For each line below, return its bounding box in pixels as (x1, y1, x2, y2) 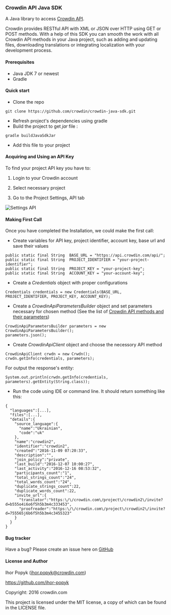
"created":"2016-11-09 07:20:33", (14, 448, 88, 454)
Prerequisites (5, 59, 35, 65)
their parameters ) (12, 314, 50, 320)
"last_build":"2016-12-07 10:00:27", (14, 462, 95, 467)
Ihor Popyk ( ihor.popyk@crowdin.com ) (5, 569, 87, 576)
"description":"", (14, 453, 54, 458)
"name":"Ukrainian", (18, 426, 63, 431)
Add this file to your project (12, 142, 70, 148)
